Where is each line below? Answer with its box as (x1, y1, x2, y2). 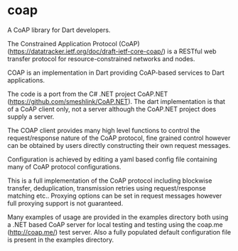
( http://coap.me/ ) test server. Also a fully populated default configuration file (7, 228, 232, 236)
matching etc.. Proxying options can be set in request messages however (7, 191, 222, 200)
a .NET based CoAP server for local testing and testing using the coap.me (7, 220, 223, 229)
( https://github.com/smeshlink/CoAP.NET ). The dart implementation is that (7, 97, 226, 105)
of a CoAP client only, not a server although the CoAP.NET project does (7, 105, 217, 113)
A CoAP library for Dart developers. (7, 26, 111, 34)
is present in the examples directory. (7, 235, 114, 244)
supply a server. (7, 112, 55, 121)
